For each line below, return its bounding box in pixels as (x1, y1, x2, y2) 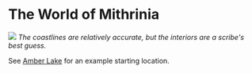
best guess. (8, 41, 47, 50)
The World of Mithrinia (8, 5, 160, 24)
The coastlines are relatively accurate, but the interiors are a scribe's (17, 32, 244, 42)
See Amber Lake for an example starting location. (8, 56, 170, 65)
